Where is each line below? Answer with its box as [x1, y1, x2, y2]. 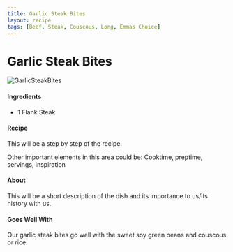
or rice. [7, 238, 28, 246]
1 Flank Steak [17, 108, 56, 116]
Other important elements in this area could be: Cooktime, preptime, [7, 153, 203, 161]
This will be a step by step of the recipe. [7, 139, 123, 147]
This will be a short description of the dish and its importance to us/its [7, 191, 208, 200]
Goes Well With [7, 215, 53, 223]
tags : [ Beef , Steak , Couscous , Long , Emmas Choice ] [7, 23, 160, 30]
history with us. [7, 199, 52, 207]
